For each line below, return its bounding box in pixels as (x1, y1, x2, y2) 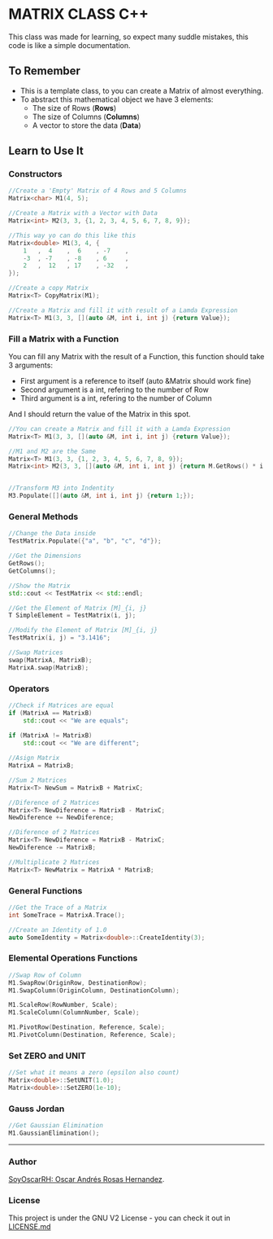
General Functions (8, 885, 83, 896)
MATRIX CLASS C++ (8, 5, 149, 24)
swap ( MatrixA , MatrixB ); (8, 656, 93, 664)
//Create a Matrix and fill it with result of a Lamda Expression (8, 306, 238, 314)
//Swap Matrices (8, 648, 63, 657)
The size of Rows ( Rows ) (32, 103, 117, 112)
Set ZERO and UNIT (8, 1050, 87, 1061)
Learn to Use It (8, 144, 84, 158)
